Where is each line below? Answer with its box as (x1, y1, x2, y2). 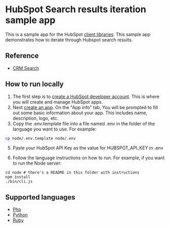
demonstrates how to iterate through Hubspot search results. (5, 37, 133, 43)
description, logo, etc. (12, 115, 59, 121)
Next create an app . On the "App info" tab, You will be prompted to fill (12, 104, 158, 110)
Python (12, 212, 28, 218)
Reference (5, 52, 39, 60)
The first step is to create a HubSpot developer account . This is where (12, 93, 160, 99)
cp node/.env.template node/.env (5, 136, 76, 141)
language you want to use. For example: (12, 126, 96, 132)
